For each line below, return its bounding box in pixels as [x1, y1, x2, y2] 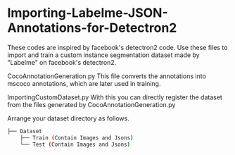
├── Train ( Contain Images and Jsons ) [20, 134, 134, 142]
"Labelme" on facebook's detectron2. [7, 58, 117, 66]
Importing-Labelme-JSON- [7, 5, 169, 21]
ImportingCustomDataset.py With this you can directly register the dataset [7, 93, 223, 101]
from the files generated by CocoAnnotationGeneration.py [7, 100, 176, 108]
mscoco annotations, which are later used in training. [7, 79, 161, 87]
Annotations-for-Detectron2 [7, 20, 177, 36]
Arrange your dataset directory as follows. [7, 114, 130, 123]
